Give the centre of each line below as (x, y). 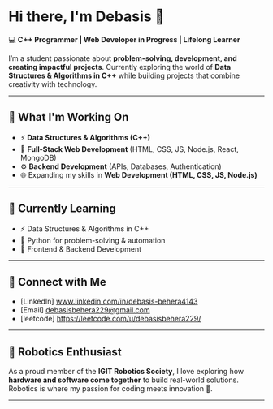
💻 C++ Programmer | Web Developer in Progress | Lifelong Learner (125, 39)
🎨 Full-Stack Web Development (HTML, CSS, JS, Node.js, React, (130, 149)
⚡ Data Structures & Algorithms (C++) (85, 137)
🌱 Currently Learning (62, 209)
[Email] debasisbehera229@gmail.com (85, 310)
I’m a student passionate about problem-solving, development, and (123, 58)
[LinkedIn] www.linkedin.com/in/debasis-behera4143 (109, 301)
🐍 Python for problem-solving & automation (93, 240)
